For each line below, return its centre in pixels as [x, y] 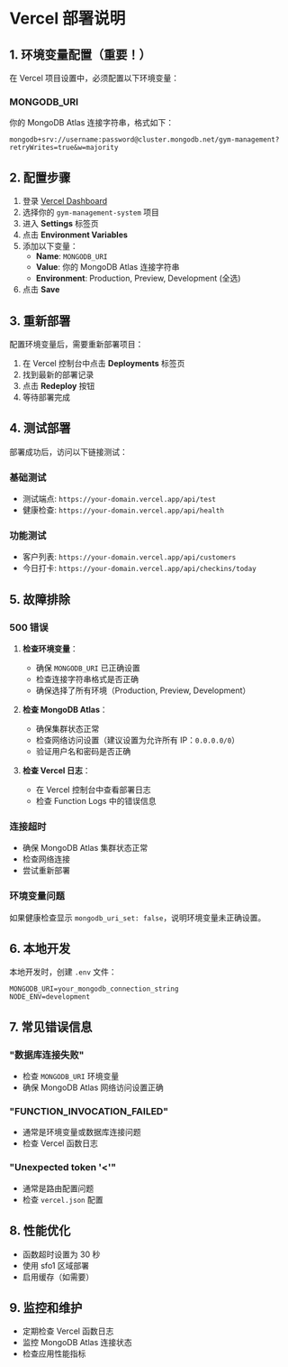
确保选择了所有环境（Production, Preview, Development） [143, 690]
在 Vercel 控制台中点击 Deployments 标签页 [103, 363]
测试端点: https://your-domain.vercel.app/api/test [119, 499]
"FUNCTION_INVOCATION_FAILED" [89, 1112]
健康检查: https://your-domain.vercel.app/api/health [123, 510]
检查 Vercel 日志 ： [57, 771]
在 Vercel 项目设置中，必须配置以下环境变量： [94, 78]
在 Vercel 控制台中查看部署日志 [93, 790]
